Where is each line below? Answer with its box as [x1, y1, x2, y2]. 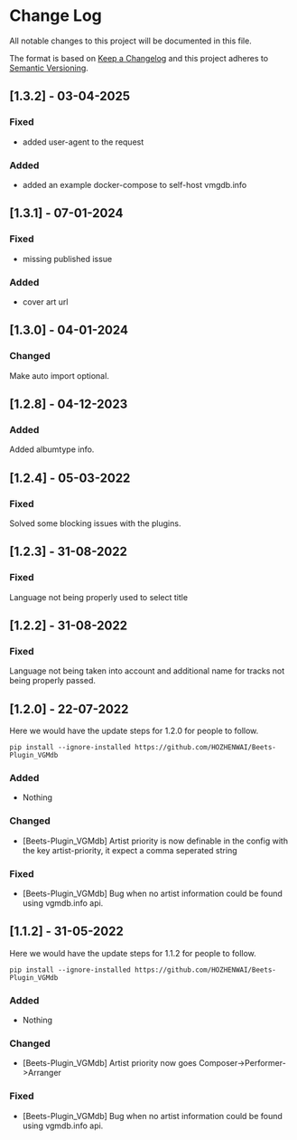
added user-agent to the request [22, 137, 144, 147]
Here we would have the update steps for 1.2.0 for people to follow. [9, 725, 259, 737]
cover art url [22, 296, 69, 307]
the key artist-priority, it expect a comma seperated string [22, 844, 237, 855]
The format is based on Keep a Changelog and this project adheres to [9, 52, 269, 63]
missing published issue [22, 253, 113, 264]
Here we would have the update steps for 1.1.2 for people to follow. [9, 947, 257, 958]
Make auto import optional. [9, 370, 110, 381]
